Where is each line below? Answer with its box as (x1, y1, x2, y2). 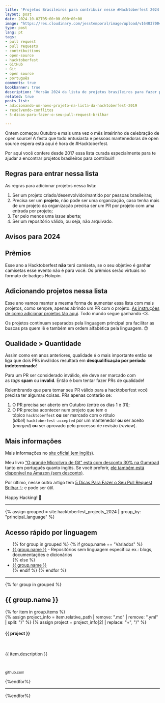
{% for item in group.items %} (5, 609, 66, 615)
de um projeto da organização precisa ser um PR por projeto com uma (12, 203, 155, 208)
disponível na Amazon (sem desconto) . (5, 470, 84, 476)
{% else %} (12, 557, 36, 563)
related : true (5, 94, 34, 99)
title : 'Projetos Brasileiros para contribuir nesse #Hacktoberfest (5, 7, 148, 12)
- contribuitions (5, 48, 41, 53)
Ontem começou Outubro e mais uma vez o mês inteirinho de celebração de (5, 130, 160, 136)
